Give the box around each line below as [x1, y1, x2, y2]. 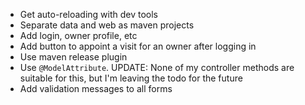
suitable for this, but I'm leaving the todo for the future [19, 72, 243, 84]
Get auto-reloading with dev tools [19, 9, 159, 20]
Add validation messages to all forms [19, 83, 173, 94]
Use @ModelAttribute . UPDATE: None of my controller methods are [19, 62, 295, 73]
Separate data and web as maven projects [19, 19, 195, 31]
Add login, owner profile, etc [19, 30, 138, 41]
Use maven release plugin [19, 51, 128, 63]
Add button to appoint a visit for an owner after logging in [19, 40, 257, 52]
